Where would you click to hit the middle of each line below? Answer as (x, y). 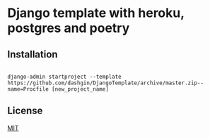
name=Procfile (28, 89)
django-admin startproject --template (64, 77)
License (25, 111)
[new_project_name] (81, 89)
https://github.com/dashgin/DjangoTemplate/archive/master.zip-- (105, 83)
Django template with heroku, (96, 13)
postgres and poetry (69, 28)
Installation (33, 54)
